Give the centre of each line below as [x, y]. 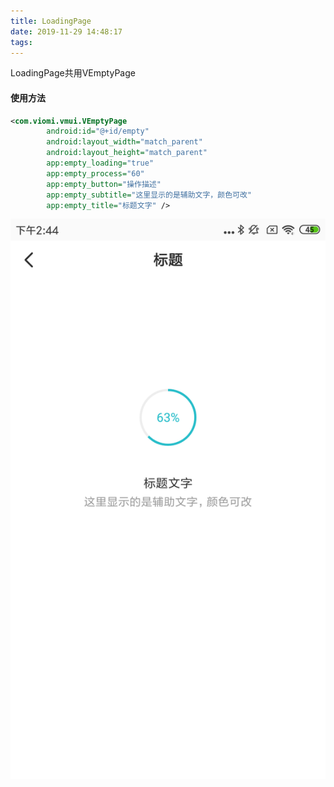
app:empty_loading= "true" [100, 163]
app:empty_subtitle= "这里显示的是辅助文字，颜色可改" [149, 195]
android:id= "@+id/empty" [98, 131]
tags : [21, 42]
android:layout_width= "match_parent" [124, 142]
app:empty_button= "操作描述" [104, 184]
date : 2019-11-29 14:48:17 [66, 31]
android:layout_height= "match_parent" [127, 153]
